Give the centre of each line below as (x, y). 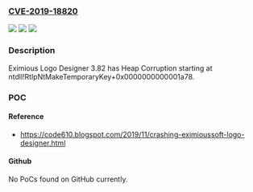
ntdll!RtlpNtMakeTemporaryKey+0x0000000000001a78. (102, 76)
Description (32, 51)
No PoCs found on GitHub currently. (68, 179)
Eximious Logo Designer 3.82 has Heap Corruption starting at (110, 68)
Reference (26, 116)
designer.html (43, 143)
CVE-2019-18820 (43, 11)
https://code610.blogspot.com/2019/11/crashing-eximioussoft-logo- (132, 134)
